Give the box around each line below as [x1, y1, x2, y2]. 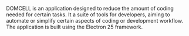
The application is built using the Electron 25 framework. [6, 23, 143, 30]
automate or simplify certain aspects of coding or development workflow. [6, 17, 184, 24]
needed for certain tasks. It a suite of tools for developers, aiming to [6, 11, 170, 18]
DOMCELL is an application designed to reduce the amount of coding [6, 5, 174, 12]
